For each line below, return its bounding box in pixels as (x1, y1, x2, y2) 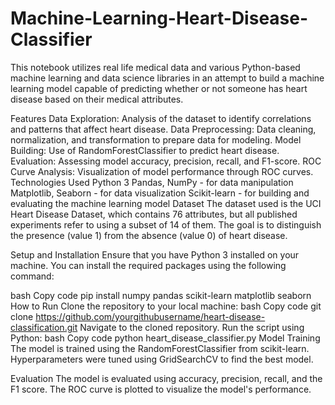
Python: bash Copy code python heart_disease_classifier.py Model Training (10, 332, 321, 344)
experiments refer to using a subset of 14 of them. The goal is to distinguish (10, 218, 322, 231)
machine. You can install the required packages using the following (10, 259, 287, 271)
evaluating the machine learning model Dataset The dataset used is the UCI (10, 197, 322, 209)
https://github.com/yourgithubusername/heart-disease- (35, 310, 266, 322)
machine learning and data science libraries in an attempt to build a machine (10, 72, 325, 84)
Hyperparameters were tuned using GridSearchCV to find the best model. (10, 353, 314, 365)
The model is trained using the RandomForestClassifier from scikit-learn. (10, 342, 310, 354)
